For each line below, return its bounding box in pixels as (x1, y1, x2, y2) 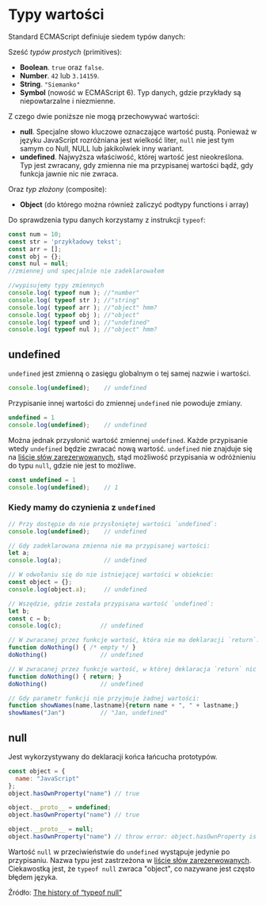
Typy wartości (8, 6, 104, 24)
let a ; (8, 549, 30, 557)
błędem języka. (8, 872, 58, 881)
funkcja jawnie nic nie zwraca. (19, 169, 119, 178)
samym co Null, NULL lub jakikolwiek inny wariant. (19, 143, 184, 153)
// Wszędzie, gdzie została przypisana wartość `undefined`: (8, 600, 215, 608)
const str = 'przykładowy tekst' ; (8, 238, 123, 246)
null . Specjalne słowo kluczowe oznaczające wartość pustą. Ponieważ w (19, 127, 257, 136)
